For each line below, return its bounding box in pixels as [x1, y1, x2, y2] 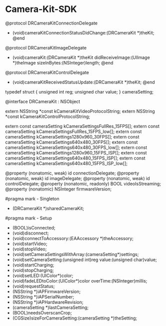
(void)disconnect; [12, 230, 49, 236]
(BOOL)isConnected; [12, 224, 56, 230]
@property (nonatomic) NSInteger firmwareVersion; [5, 186, 111, 192]
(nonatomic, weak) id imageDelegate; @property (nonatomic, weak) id [5, 175, 150, 181]
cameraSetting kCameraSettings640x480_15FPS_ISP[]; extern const [5, 155, 146, 161]
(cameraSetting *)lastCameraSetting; [12, 304, 89, 310]
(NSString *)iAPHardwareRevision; [12, 299, 83, 305]
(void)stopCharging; [12, 267, 54, 273]
